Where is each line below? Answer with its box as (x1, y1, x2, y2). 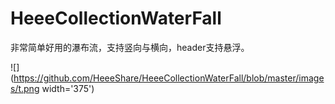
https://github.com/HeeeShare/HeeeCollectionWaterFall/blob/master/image (13, 72, 325, 84)
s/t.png (10, 82, 40, 94)
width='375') (41, 82, 95, 94)
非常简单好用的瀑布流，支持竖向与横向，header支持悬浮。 (10, 41, 250, 53)
